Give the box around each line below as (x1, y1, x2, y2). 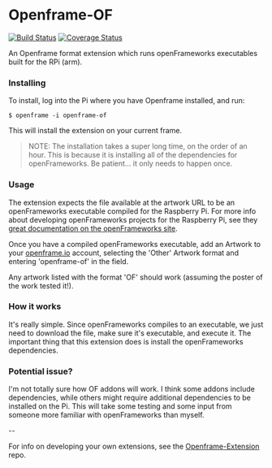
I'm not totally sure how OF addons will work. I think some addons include (8, 384, 256, 394)
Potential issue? (8, 366, 73, 377)
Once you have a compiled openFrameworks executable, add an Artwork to (8, 239, 261, 249)
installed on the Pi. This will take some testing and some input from (8, 401, 233, 411)
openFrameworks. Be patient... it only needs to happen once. (28, 158, 233, 168)
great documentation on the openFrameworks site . (8, 223, 178, 233)
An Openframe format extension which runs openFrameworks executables (8, 48, 258, 58)
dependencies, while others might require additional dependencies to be (8, 392, 252, 403)
